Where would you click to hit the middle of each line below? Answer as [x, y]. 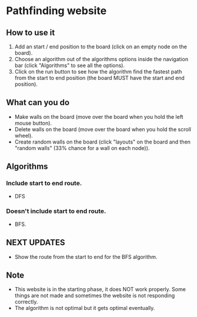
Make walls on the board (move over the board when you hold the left [99, 116]
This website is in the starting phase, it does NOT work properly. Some [100, 289]
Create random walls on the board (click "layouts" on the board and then [103, 142]
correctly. [26, 302]
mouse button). [33, 123]
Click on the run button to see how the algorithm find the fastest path [98, 71]
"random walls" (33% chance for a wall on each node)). [82, 148]
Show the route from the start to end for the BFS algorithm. [86, 256]
